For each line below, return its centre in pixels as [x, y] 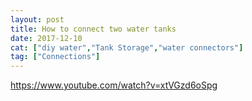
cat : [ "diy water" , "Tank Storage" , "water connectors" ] [127, 47]
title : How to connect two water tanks [93, 29]
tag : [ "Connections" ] [55, 57]
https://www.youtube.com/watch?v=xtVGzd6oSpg [114, 85]
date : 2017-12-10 [46, 38]
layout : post [37, 19]
